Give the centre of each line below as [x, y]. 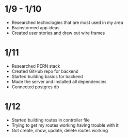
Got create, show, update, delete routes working [60, 130]
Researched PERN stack [36, 66]
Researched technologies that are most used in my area [67, 22]
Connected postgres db [35, 87]
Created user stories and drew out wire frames [58, 33]
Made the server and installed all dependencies [59, 81]
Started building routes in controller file [51, 120]
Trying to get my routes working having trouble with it [65, 125]
